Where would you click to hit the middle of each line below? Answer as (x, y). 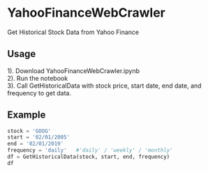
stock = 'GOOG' (29, 131)
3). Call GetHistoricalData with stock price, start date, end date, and (104, 86)
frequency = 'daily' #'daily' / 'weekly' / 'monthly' (90, 150)
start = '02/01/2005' (39, 137)
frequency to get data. (39, 93)
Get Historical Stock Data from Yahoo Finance (73, 32)
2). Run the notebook (38, 78)
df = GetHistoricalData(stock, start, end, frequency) (89, 157)
